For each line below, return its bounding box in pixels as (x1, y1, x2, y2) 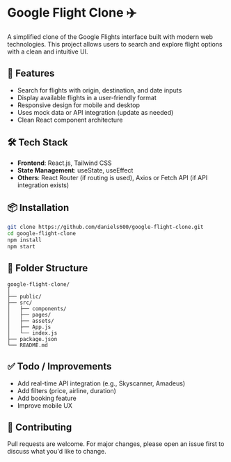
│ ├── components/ (7, 305, 67, 312)
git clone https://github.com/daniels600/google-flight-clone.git (7, 223, 204, 231)
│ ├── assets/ (7, 317, 54, 324)
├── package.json (7, 335, 58, 342)
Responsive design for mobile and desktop (17, 101, 141, 109)
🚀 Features (7, 67, 55, 79)
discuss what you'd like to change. (7, 447, 106, 456)
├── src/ (7, 299, 33, 306)
